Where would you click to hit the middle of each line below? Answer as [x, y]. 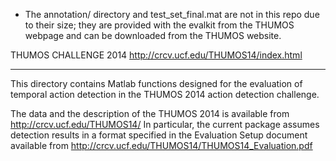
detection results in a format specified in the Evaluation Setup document [159, 135]
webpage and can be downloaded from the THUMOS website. [153, 35]
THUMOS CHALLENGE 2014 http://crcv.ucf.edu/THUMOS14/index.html [156, 55]
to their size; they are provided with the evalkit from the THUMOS [159, 25]
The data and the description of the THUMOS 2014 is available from [150, 113]
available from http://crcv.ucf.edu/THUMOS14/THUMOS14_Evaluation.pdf [161, 145]
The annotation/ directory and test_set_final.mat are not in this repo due [172, 14]
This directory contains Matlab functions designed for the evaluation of [156, 83]
